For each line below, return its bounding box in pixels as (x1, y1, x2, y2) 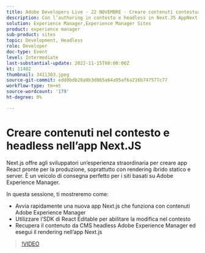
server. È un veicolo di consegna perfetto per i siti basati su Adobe (6, 172, 174, 179)
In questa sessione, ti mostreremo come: (6, 190, 109, 197)
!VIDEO (21, 240, 40, 248)
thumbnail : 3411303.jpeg (6, 71, 70, 78)
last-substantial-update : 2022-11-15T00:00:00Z (6, 60, 130, 66)
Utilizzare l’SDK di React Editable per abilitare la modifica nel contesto (15, 215, 191, 222)
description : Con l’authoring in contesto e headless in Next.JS (6, 15, 176, 21)
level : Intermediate (6, 54, 59, 61)
